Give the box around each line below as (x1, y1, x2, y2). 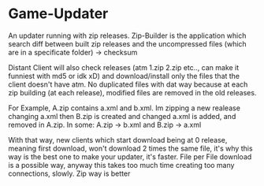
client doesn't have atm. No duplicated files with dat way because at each (8, 80, 248, 89)
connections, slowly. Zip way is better (8, 169, 131, 178)
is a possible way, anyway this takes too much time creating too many (8, 160, 235, 169)
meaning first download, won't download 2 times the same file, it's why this (8, 143, 254, 153)
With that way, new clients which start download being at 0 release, (8, 135, 228, 144)
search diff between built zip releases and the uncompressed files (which (8, 39, 247, 48)
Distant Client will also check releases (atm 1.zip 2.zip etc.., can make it (8, 62, 240, 72)
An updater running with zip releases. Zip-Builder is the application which (8, 31, 247, 40)
